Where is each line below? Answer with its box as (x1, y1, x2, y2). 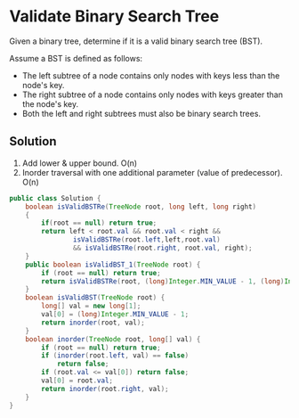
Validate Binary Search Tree (9, 6, 220, 27)
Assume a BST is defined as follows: (9, 53, 143, 63)
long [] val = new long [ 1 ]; (41, 301, 141, 311)
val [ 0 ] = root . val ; (41, 376, 114, 385)
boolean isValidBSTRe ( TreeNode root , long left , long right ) (25, 202, 256, 211)
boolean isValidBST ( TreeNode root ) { (25, 293, 166, 302)
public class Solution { (9, 193, 101, 202)
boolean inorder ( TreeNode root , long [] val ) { (25, 334, 201, 344)
